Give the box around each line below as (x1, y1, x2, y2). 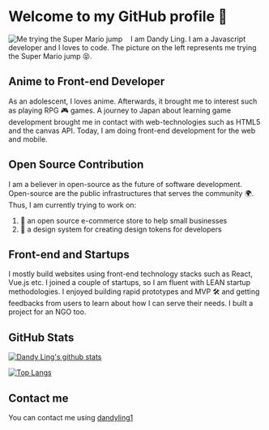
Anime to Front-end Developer (8, 75, 165, 88)
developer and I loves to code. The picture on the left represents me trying (8, 42, 257, 52)
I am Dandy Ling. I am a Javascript (130, 34, 246, 44)
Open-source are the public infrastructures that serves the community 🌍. (8, 188, 254, 198)
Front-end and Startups (8, 247, 130, 262)
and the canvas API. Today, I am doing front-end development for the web (8, 126, 256, 135)
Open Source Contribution (8, 158, 144, 172)
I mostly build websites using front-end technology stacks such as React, (8, 269, 254, 279)
